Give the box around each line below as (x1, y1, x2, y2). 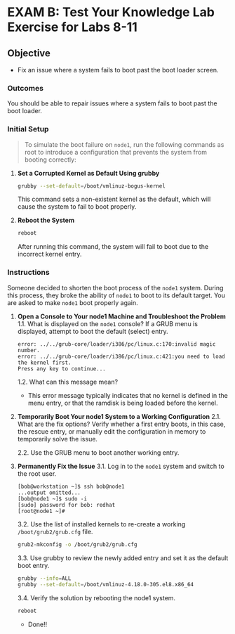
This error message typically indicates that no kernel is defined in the (27, 391, 228, 399)
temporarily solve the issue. (17, 434, 98, 443)
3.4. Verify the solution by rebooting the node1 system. (17, 594, 176, 602)
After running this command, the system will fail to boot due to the (17, 242, 209, 251)
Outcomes (7, 83, 44, 93)
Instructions (7, 268, 51, 278)
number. (17, 347, 40, 354)
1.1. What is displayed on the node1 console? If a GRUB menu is (17, 319, 199, 328)
